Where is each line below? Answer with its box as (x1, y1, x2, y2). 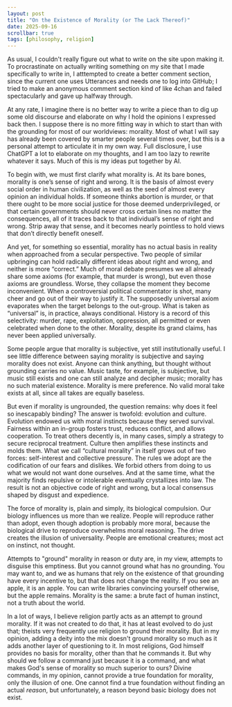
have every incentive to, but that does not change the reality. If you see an (7, 577, 220, 585)
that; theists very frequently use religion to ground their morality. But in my (7, 627, 220, 636)
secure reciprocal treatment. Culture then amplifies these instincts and (7, 439, 208, 448)
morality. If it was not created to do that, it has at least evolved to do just (7, 620, 213, 628)
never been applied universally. (7, 331, 97, 340)
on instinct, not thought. (7, 541, 75, 550)
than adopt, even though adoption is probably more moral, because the (7, 519, 211, 527)
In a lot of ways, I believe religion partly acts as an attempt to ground (7, 612, 203, 621)
